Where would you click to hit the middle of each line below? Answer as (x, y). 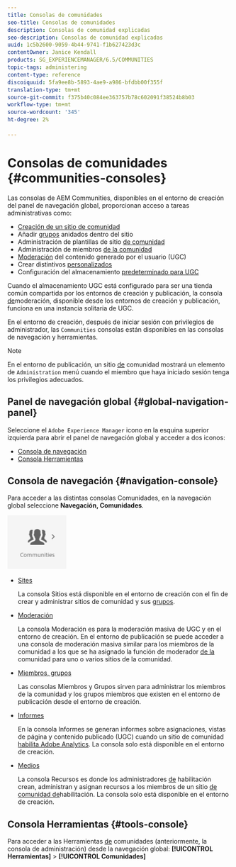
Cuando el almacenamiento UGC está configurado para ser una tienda (110, 285)
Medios (29, 766)
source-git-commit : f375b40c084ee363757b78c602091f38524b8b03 (101, 97)
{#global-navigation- (181, 402)
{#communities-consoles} (87, 178)
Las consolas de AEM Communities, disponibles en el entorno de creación (116, 198)
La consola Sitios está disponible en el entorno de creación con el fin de (123, 594)
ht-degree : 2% (28, 120)
